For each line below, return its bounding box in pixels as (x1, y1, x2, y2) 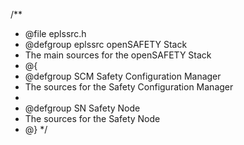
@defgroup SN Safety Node (24, 102, 141, 114)
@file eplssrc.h (24, 28, 87, 39)
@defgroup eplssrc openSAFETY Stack (24, 39, 188, 50)
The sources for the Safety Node (24, 113, 161, 124)
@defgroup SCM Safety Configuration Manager (24, 70, 222, 82)
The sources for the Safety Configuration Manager (24, 81, 234, 93)
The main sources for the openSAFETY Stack (24, 49, 212, 61)
